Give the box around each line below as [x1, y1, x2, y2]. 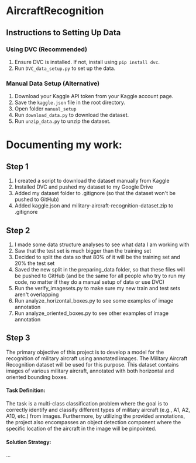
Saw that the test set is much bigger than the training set [14, 247, 152, 254]
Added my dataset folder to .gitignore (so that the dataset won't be [14, 190, 176, 197]
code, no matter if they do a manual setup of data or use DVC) [14, 278, 165, 286]
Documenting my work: [6, 138, 123, 152]
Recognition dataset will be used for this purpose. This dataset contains [6, 361, 179, 368]
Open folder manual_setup [14, 105, 77, 112]
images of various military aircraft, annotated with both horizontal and [6, 367, 174, 374]
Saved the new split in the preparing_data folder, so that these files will [14, 266, 185, 273]
